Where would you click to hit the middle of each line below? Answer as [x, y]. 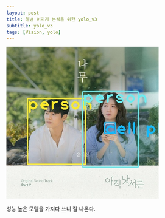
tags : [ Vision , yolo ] [34, 32]
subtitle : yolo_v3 [30, 26]
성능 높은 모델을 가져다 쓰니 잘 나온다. [51, 209]
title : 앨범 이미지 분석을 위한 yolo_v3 [52, 19]
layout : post [23, 13]
